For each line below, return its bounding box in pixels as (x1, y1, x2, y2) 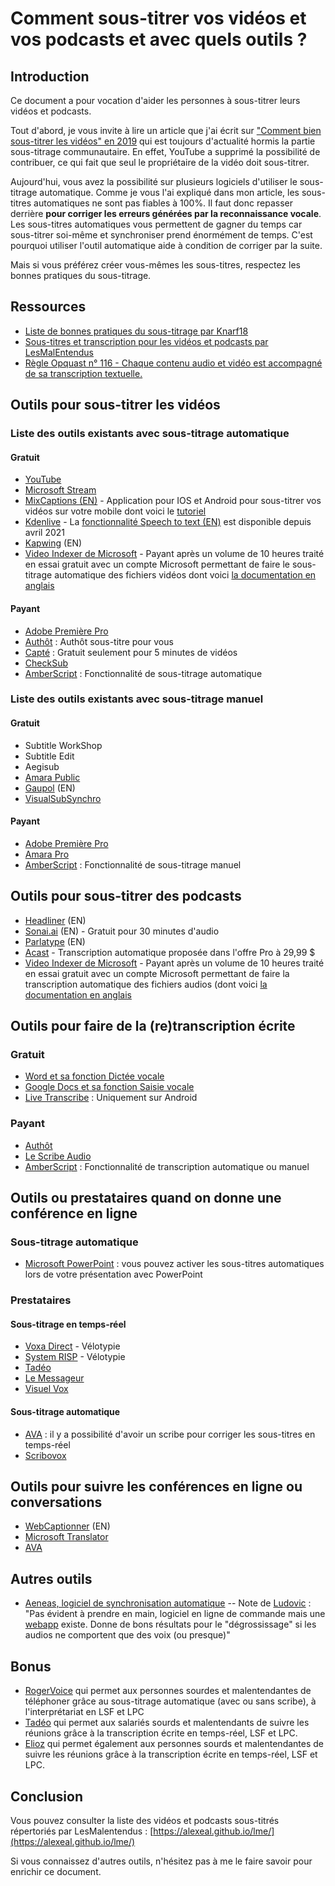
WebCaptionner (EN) (24, 1520, 111, 1532)
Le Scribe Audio (24, 1150, 92, 1162)
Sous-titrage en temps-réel (10, 1318, 127, 1330)
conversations (10, 1494, 103, 1511)
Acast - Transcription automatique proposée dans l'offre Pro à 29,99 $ (24, 946, 316, 958)
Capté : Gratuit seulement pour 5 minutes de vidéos (24, 646, 238, 658)
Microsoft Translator (24, 1531, 109, 1543)
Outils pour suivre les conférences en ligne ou (10, 1478, 303, 1496)
